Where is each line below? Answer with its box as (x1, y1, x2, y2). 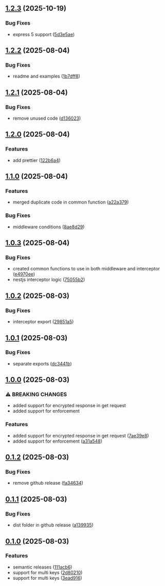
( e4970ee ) (12, 271, 35, 277)
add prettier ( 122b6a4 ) (12, 157, 61, 163)
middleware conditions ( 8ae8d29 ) (12, 224, 85, 230)
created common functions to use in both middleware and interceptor (12, 266, 160, 272)
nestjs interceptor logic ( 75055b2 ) (12, 277, 85, 283)
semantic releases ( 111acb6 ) (12, 564, 72, 570)
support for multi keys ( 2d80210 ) (12, 569, 83, 575)
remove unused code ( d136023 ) (12, 115, 81, 121)
